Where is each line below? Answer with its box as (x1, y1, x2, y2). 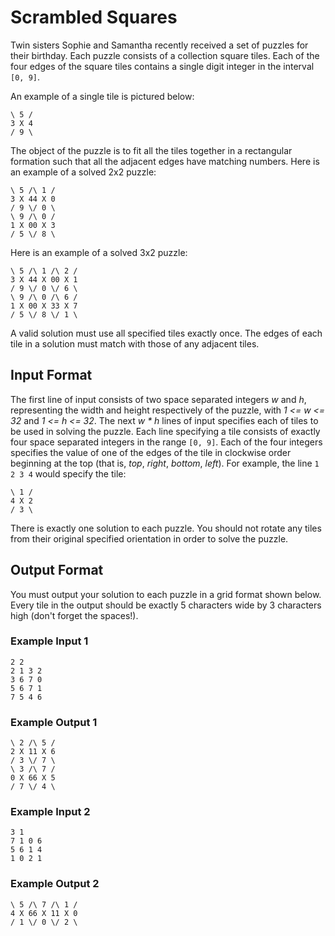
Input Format (10, 367, 93, 384)
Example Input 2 (10, 805, 91, 819)
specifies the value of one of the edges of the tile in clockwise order (10, 446, 292, 458)
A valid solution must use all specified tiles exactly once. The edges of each (10, 327, 323, 339)
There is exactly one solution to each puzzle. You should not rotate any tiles (10, 522, 322, 534)
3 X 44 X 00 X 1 (10, 274, 78, 285)
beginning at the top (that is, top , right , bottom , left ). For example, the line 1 (10, 457, 320, 469)
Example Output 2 (10, 877, 100, 891)
